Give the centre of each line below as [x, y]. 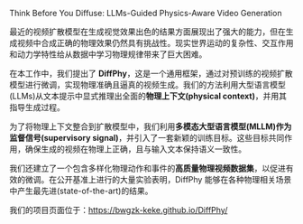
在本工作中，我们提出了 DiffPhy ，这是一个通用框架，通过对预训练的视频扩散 [151, 73]
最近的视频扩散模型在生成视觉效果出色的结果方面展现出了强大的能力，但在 [147, 32]
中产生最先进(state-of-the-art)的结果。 [81, 191]
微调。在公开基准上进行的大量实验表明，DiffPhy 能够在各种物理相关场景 [158, 179]
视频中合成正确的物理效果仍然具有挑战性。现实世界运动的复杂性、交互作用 [155, 43]
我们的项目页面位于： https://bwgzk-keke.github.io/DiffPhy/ [119, 210]
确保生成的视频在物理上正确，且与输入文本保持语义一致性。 [135, 149]
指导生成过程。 [37, 107]
